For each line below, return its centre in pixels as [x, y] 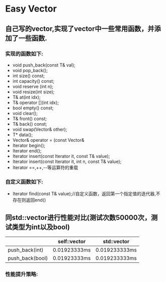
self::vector [72, 241]
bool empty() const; [33, 108]
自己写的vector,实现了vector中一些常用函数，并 [80, 29]
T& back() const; [30, 124]
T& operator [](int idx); [36, 102]
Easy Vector [31, 9]
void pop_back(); [30, 70]
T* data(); [23, 135]
